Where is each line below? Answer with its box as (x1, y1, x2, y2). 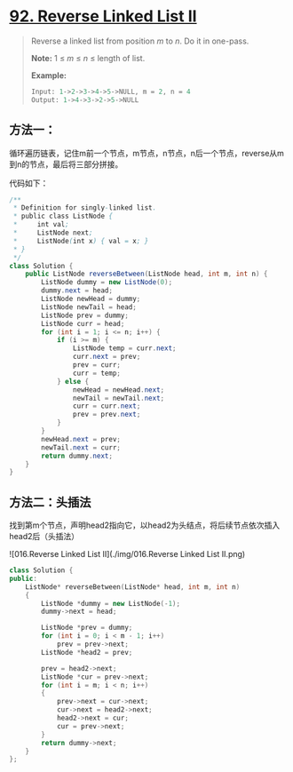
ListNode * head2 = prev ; (41, 648, 133, 657)
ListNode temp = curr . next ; (72, 344, 177, 353)
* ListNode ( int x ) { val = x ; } (12, 236, 149, 245)
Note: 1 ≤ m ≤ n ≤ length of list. (30, 52, 146, 63)
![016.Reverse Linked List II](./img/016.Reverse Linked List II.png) (9, 549, 246, 560)
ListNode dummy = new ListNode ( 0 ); (41, 278, 173, 287)
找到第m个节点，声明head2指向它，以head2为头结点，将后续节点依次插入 (9, 520, 281, 530)
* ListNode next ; (12, 228, 93, 237)
